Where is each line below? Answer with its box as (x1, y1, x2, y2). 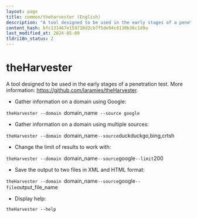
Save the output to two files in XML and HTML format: (14, 166, 145, 173)
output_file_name (16, 183, 59, 190)
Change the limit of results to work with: (14, 143, 111, 150)
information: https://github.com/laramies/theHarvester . (6, 86, 138, 94)
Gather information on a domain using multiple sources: (14, 121, 150, 128)
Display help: (14, 195, 46, 202)
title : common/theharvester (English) (6, 14, 101, 20)
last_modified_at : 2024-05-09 (6, 30, 80, 36)
